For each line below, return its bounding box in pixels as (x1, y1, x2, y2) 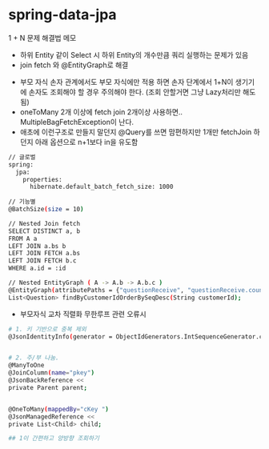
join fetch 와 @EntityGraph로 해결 (19, 60, 129, 70)
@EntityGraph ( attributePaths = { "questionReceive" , (8, 286, 184, 294)
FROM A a (8, 235, 38, 243)
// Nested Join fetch (8, 219, 81, 227)
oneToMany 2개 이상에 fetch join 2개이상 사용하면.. (19, 106, 183, 117)
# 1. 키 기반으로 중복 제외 (8, 325, 86, 333)
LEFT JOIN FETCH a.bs (8, 250, 81, 258)
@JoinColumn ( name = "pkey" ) (8, 369, 94, 377)
